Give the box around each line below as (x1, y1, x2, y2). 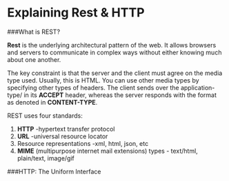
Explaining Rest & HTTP (7, 5, 145, 21)
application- (180, 83, 215, 92)
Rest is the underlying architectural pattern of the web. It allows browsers (7, 41, 217, 49)
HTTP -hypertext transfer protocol (17, 125, 115, 133)
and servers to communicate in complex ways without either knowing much (7, 48, 222, 56)
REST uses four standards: (7, 111, 83, 120)
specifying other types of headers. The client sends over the (7, 83, 179, 92)
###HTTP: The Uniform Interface (7, 167, 101, 175)
